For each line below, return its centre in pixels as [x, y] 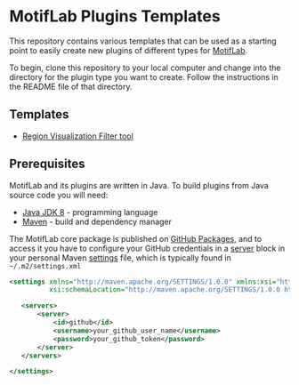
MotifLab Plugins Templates [115, 16]
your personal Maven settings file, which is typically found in [120, 257]
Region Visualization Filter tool [77, 136]
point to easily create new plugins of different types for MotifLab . [129, 50]
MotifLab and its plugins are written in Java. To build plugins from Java [139, 185]
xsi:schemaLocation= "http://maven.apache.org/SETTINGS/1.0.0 [164, 290]
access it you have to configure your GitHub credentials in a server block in [147, 248]
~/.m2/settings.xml [45, 266]
